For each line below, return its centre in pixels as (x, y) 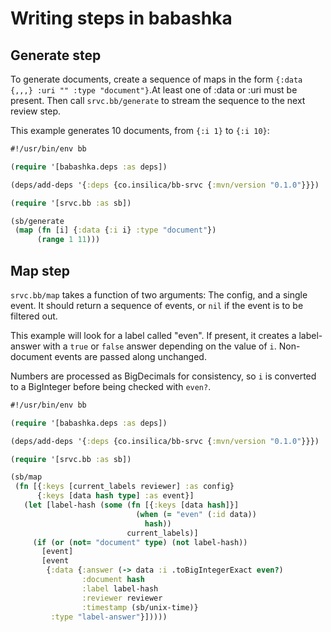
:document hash (113, 580)
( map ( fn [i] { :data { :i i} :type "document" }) (115, 230)
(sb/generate (37, 221)
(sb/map (26, 477)
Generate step (56, 55)
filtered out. (34, 316)
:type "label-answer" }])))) (109, 617)
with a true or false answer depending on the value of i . (160, 346)
